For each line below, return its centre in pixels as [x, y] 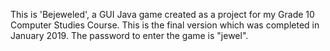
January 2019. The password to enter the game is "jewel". [129, 35]
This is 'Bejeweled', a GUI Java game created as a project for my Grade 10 [162, 14]
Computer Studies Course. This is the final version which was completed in [165, 25]
